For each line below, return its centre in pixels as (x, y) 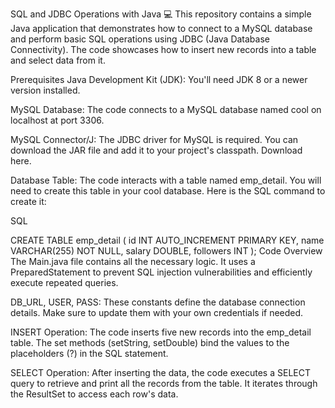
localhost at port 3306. (57, 120)
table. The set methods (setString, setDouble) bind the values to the (150, 342)
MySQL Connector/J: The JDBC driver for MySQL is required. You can (154, 139)
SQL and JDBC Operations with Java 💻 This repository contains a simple (161, 14)
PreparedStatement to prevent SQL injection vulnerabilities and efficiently (161, 272)
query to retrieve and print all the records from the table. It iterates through (164, 383)
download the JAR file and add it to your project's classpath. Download (156, 150)
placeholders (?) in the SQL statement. (89, 353)
